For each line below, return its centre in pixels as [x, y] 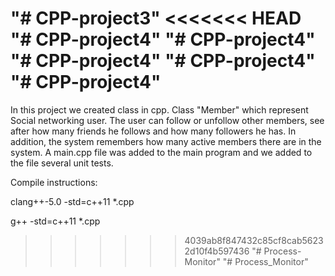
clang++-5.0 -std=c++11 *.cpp [72, 201]
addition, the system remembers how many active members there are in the [166, 141]
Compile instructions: [54, 182]
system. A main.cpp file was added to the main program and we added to [161, 152]
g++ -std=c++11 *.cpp [55, 221]
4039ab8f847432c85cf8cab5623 [254, 240]
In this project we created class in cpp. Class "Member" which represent [159, 109]
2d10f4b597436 [217, 251]
